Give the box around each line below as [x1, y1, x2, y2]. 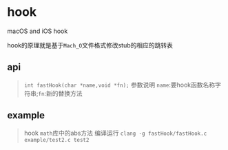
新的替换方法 [45, 89, 83, 97]
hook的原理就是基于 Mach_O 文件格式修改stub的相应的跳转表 [7, 41, 174, 49]
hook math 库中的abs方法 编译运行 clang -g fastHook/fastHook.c [23, 129, 207, 137]
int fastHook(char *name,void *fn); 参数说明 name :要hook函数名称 [23, 81, 216, 89]
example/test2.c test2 [23, 136, 90, 143]
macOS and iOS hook [7, 27, 68, 35]
